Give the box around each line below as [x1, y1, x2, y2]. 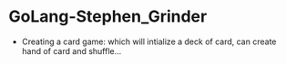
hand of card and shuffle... [21, 45, 122, 56]
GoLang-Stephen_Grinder [8, 6, 208, 27]
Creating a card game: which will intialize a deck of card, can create [21, 36, 277, 47]
